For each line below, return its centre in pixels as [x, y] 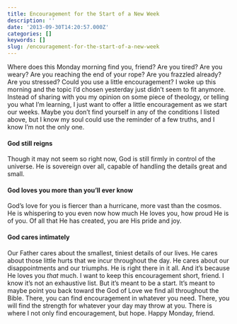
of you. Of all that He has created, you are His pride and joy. [94, 221]
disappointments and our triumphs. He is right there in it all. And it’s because [118, 268]
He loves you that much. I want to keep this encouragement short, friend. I [116, 275]
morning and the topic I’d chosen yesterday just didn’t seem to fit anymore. [117, 89]
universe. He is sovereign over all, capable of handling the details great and [117, 166]
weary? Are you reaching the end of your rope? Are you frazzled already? [114, 74]
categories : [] [30, 34]
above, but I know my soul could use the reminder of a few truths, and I [111, 120]
